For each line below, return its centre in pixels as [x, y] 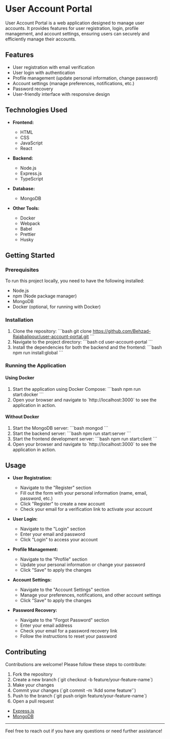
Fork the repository [33, 674]
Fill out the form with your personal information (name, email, [84, 493]
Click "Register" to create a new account [62, 504]
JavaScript [31, 143]
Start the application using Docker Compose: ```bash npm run [76, 389]
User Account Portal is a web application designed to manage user [75, 23]
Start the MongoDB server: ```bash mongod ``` [60, 428]
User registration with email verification [54, 67]
